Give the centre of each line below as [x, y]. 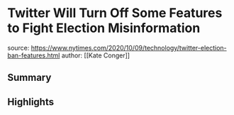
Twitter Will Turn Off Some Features [115, 13]
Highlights [31, 102]
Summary [29, 78]
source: [18, 48]
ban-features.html [34, 55]
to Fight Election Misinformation [104, 28]
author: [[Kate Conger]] [95, 55]
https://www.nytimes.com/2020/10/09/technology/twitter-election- [129, 48]
